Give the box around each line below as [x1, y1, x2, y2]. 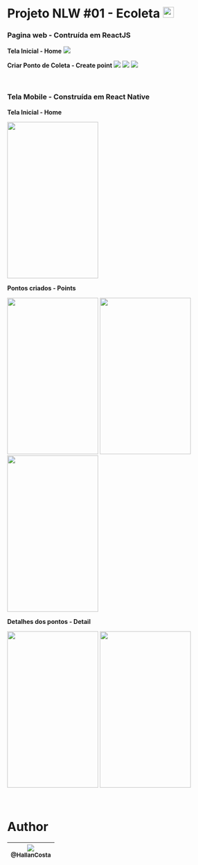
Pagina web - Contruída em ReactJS [7, 31, 132, 40]
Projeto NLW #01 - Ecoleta [7, 6, 161, 22]
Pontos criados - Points [7, 283, 76, 292]
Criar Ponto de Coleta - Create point [7, 61, 113, 69]
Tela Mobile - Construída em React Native [7, 92, 150, 102]
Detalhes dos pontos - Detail [7, 617, 91, 625]
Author [7, 818, 48, 834]
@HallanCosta [10, 850, 51, 859]
